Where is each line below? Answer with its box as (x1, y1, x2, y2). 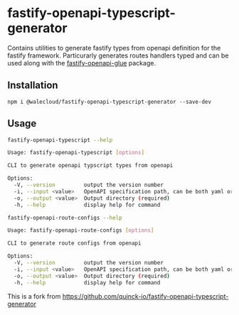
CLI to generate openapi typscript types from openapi (7, 162, 174, 169)
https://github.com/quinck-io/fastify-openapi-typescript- (62, 292, 229, 300)
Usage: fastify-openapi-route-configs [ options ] (7, 227, 154, 234)
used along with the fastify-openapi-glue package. (7, 58, 156, 67)
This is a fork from (7, 292, 61, 300)
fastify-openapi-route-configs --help (7, 214, 122, 221)
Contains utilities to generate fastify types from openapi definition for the (7, 43, 221, 52)
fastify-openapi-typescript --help (7, 137, 113, 144)
